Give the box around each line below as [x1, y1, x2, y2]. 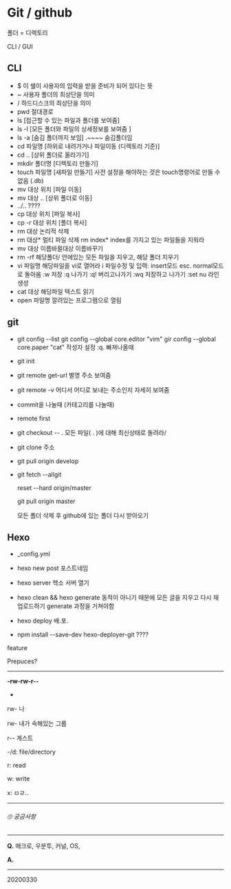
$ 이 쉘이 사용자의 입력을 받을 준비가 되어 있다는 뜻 [16, 81, 153, 90]
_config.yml [16, 550, 50, 558]
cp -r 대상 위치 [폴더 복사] [16, 218, 87, 226]
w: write [7, 774, 30, 783]
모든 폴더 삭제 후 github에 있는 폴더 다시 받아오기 [16, 511, 149, 519]
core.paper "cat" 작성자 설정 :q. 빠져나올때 [16, 343, 134, 351]
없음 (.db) [16, 176, 44, 184]
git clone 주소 [16, 443, 55, 451]
